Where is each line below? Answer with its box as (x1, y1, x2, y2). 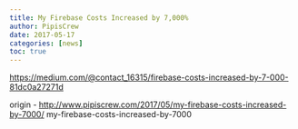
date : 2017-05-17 (9, 30, 75, 39)
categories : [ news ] (9, 38, 84, 48)
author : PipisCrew (9, 22, 79, 31)
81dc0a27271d (9, 82, 64, 93)
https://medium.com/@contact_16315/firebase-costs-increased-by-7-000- (9, 72, 289, 83)
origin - (9, 99, 37, 110)
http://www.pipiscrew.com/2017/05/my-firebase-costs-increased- (38, 99, 287, 110)
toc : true (9, 47, 47, 56)
